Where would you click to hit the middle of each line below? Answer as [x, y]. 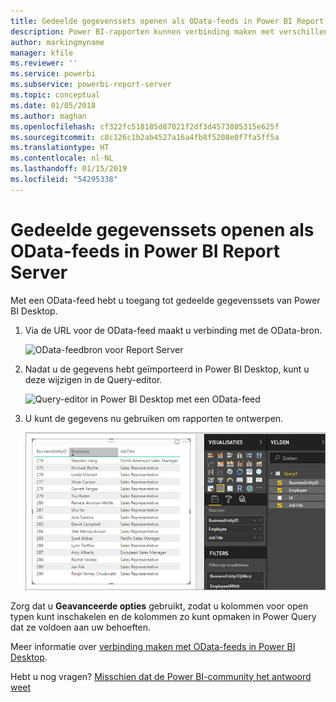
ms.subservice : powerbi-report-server [91, 85]
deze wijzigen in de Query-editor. [93, 379]
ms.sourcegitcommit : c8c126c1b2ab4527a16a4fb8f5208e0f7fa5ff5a [145, 137]
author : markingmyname [57, 42]
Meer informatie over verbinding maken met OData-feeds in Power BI [153, 646]
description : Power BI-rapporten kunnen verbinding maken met [142, 31]
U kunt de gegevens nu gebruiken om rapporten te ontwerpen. [154, 418]
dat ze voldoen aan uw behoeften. [81, 627]
